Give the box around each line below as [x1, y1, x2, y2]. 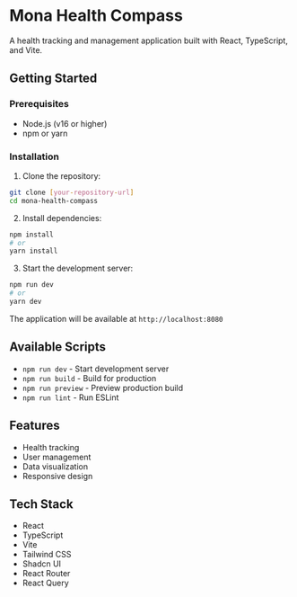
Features [9, 418, 60, 433]
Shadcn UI [22, 558, 61, 569]
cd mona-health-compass [9, 196, 99, 205]
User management [22, 451, 92, 462]
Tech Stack [9, 496, 74, 512]
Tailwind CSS [22, 549, 72, 560]
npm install [9, 230, 54, 239]
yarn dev [9, 298, 42, 307]
